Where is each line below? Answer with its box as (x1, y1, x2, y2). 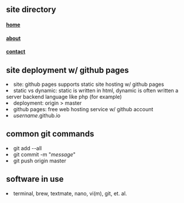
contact (6, 48, 26, 55)
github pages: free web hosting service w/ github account (13, 105, 154, 112)
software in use (6, 174, 64, 184)
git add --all (13, 144, 42, 152)
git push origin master (13, 157, 66, 164)
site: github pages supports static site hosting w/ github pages (13, 81, 164, 88)
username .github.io (13, 112, 60, 119)
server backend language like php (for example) (6, 93, 122, 100)
